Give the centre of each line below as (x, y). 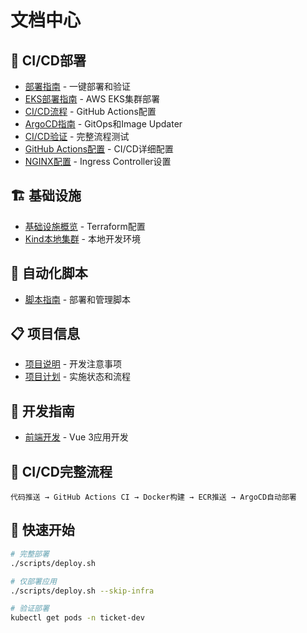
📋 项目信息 (45, 334)
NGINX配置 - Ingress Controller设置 (98, 161)
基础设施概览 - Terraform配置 (85, 226)
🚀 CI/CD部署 (48, 60)
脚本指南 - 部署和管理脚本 (78, 299)
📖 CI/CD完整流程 (61, 471)
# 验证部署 (30, 609)
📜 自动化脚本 (49, 273)
